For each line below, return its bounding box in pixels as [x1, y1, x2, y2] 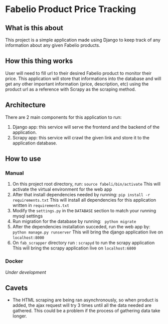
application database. [12, 140, 58, 146]
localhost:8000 [12, 235, 45, 240]
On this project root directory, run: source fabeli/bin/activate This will [12, 181, 160, 187]
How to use [5, 154, 41, 163]
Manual [5, 170, 24, 177]
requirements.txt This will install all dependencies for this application [12, 197, 156, 203]
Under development [5, 269, 47, 275]
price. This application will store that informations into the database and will [5, 75, 161, 82]
